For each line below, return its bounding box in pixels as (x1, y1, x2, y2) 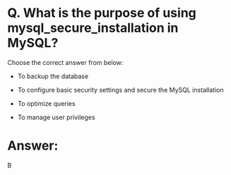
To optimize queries (17, 99, 76, 107)
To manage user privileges (17, 113, 95, 121)
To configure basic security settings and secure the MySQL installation (17, 85, 224, 94)
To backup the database (17, 72, 89, 80)
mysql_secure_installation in (7, 20, 179, 36)
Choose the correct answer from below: (7, 58, 124, 66)
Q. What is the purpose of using (7, 5, 196, 21)
